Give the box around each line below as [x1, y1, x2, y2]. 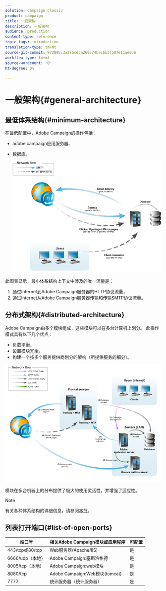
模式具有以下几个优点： [5, 331, 53, 337]
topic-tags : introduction [5, 40, 58, 45]
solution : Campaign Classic [5, 8, 63, 13]
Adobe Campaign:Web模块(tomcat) [49, 571, 122, 577]
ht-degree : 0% [5, 66, 35, 71]
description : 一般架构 [5, 24, 49, 29]
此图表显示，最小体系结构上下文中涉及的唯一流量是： [5, 278, 114, 284]
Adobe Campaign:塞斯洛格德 [49, 555, 108, 561]
